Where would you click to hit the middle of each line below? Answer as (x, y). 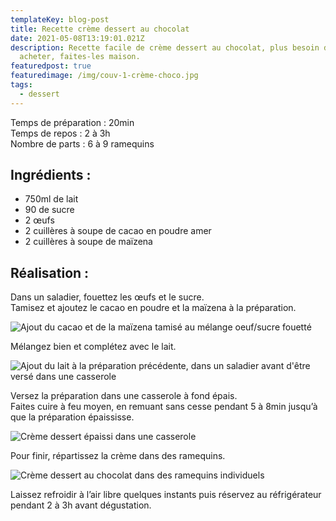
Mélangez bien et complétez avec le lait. (93, 347)
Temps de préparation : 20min (72, 122)
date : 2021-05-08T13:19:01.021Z (77, 38)
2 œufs (39, 220)
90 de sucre (49, 210)
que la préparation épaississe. (72, 417)
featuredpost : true (51, 66)
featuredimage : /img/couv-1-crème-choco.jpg (104, 76)
